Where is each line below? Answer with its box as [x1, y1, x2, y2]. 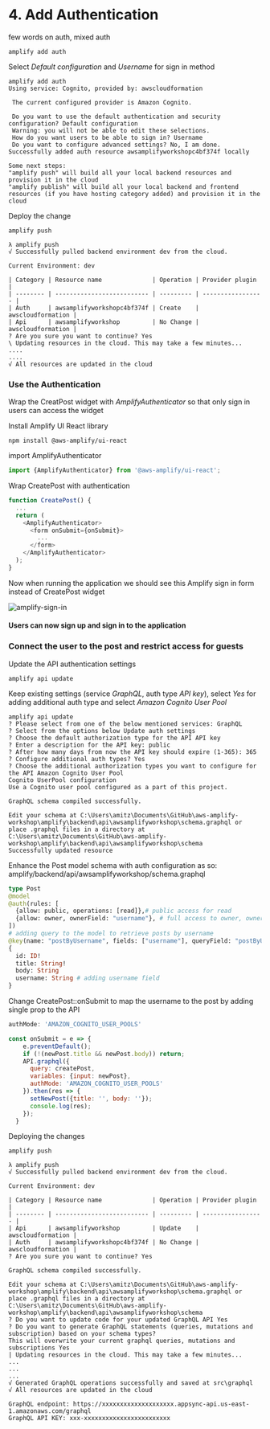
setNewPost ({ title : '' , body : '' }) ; [29, 1095, 153, 1103]
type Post [8, 884, 42, 893]
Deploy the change [8, 211, 72, 220]
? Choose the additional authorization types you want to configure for [8, 762, 257, 770]
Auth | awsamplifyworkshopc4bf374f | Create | [15, 304, 199, 312]
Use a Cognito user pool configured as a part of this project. [8, 783, 228, 791]
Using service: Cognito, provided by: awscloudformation [8, 84, 203, 92]
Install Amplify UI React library [8, 421, 108, 431]
